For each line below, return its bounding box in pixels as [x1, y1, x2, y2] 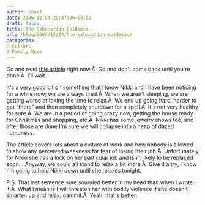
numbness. [6, 129, 35, 136]
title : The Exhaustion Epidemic [6, 26, 89, 32]
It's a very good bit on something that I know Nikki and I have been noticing [6, 84, 197, 91]
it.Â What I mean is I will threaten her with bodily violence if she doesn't [6, 185, 188, 192]
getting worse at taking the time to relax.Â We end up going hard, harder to [6, 96, 197, 104]
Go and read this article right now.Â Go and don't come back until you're [6, 65, 190, 73]
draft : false [6, 20, 40, 26]
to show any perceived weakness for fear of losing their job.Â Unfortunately [6, 147, 199, 154]
